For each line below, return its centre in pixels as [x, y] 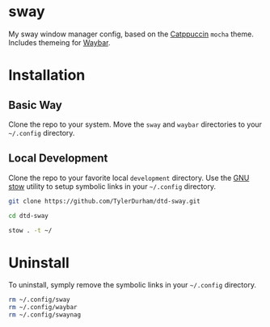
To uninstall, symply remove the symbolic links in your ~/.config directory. [133, 285]
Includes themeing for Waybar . [59, 42]
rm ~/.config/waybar [43, 308]
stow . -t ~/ [30, 230]
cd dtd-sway [28, 216]
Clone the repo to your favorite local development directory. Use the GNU [129, 178]
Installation [47, 75]
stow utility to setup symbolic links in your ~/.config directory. [112, 186]
